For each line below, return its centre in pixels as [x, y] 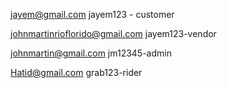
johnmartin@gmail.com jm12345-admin [91, 53]
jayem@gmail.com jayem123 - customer [92, 14]
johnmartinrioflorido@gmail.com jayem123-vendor [113, 33]
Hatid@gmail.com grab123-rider [76, 72]
